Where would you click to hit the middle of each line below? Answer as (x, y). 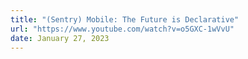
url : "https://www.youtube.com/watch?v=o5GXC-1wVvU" (122, 29)
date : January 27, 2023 (60, 38)
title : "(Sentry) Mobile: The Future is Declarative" (125, 19)
